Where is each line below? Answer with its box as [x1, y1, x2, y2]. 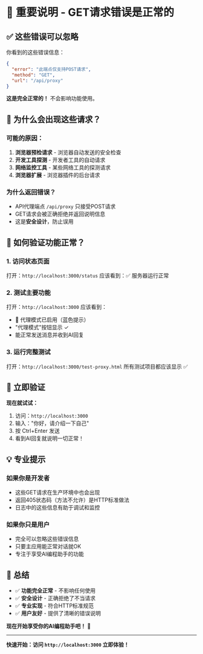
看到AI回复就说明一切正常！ [14, 435, 85, 442]
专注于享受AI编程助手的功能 [14, 551, 85, 558]
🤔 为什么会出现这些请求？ [6, 114, 101, 125]
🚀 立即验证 [6, 382, 45, 393]
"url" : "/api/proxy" [11, 77, 63, 83]
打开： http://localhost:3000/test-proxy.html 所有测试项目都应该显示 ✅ [6, 363, 188, 370]
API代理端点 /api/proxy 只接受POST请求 [14, 203, 116, 210]
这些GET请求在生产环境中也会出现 [14, 489, 100, 496]
